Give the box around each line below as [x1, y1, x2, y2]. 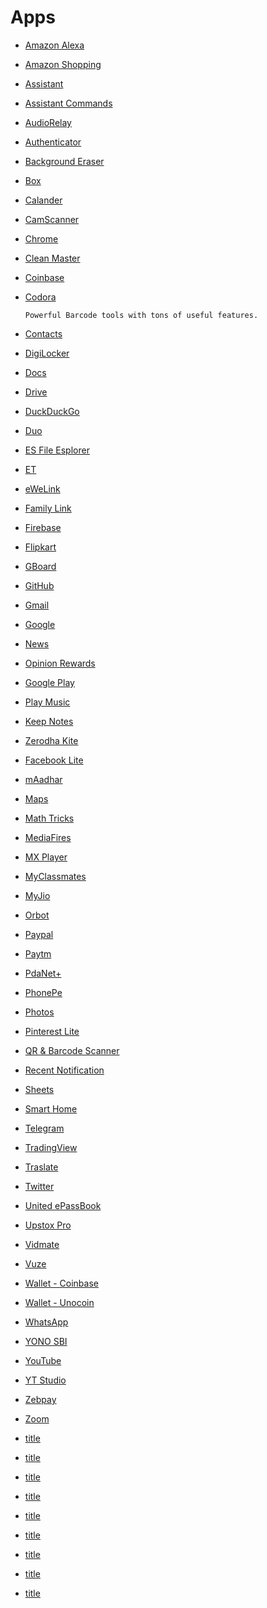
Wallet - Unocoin [24, 1296, 95, 1308]
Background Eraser [24, 155, 105, 167]
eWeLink [24, 482, 61, 495]
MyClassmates [24, 870, 87, 882]
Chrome [24, 232, 59, 245]
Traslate [24, 1161, 59, 1173]
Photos [24, 1006, 55, 1018]
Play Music [24, 696, 71, 708]
